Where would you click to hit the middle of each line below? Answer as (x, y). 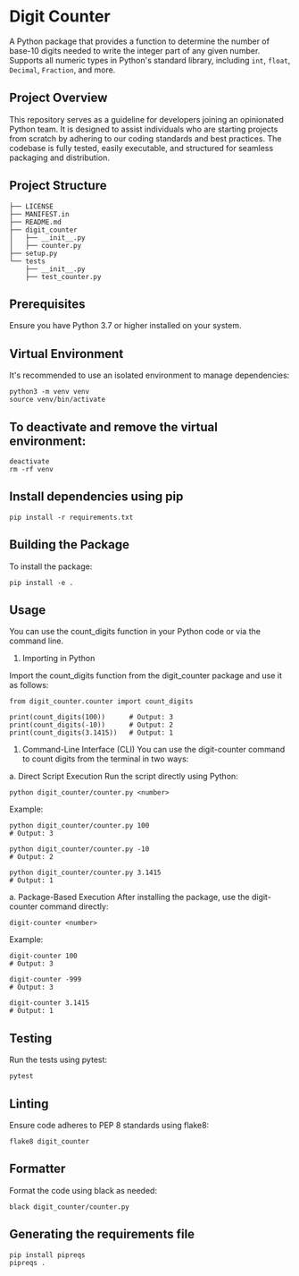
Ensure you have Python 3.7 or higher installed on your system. (125, 326)
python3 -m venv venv (50, 392)
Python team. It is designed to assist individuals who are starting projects (144, 129)
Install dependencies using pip (96, 497)
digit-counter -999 (46, 980)
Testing (31, 1038)
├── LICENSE (31, 206)
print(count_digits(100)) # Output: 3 (91, 718)
